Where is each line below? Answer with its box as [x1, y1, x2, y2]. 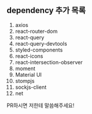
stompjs [15, 77, 35, 84]
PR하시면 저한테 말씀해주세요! [6, 102, 75, 109]
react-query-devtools [15, 40, 67, 47]
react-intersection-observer [15, 58, 83, 65]
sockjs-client [15, 84, 47, 91]
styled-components [15, 46, 63, 53]
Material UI [15, 71, 42, 78]
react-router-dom [15, 27, 58, 34]
